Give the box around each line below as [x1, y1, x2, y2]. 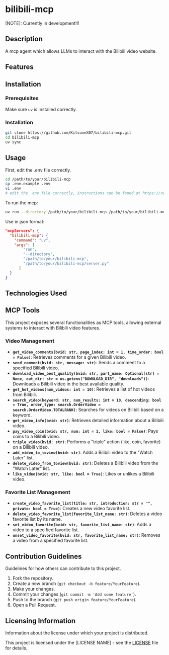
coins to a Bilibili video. [12, 434, 60, 440]
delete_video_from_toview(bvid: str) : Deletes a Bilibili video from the [12, 460, 158, 466]
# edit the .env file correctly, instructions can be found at [5, 191, 141, 196]
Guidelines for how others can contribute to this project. [5, 565, 121, 571]
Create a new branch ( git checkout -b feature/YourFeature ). [12, 581, 141, 587]
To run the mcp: [5, 200, 38, 206]
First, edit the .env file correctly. [5, 167, 71, 173]
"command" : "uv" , [14, 237, 51, 242]
